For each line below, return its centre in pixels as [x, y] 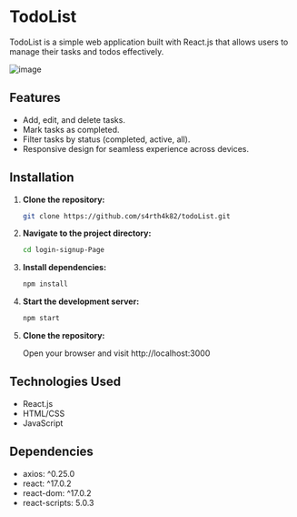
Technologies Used [65, 382]
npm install [45, 284]
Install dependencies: [64, 268]
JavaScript [43, 423]
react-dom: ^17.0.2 [57, 492]
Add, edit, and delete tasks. [74, 119]
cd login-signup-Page [63, 250]
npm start [41, 319]
